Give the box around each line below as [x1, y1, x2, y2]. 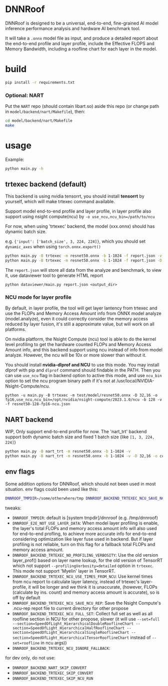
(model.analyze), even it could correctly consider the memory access [5, 316, 148, 322]
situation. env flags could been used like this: [5, 486, 98, 492]
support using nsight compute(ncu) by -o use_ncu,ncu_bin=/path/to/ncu [5, 214, 155, 220]
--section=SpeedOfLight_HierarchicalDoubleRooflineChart [12, 621, 134, 626]
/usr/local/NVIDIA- [116, 378, 154, 384]
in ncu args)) [40, 639, 67, 645]
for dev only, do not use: [5, 654, 55, 660]
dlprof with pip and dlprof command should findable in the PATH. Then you [5, 367, 161, 373]
